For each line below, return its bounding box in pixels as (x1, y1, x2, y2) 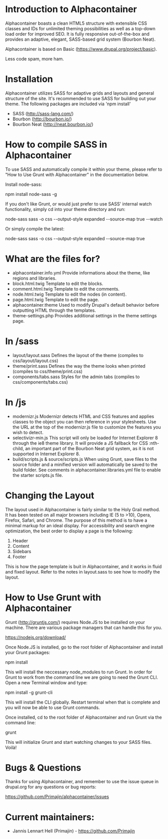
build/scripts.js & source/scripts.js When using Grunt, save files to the (12, 456, 157, 462)
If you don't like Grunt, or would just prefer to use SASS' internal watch (5, 200, 152, 207)
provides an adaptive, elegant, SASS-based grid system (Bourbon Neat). (5, 36, 156, 42)
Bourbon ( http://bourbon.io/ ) (12, 116, 72, 122)
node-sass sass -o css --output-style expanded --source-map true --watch (5, 216, 163, 222)
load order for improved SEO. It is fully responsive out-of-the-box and (5, 31, 150, 37)
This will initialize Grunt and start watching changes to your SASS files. (5, 739, 152, 745)
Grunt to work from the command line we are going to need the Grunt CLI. (5, 674, 158, 680)
